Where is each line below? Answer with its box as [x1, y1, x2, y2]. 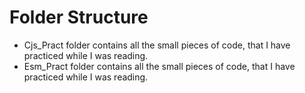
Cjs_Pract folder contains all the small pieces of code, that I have [23, 39, 291, 51]
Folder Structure [9, 6, 149, 29]
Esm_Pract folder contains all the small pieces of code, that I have [23, 60, 296, 72]
